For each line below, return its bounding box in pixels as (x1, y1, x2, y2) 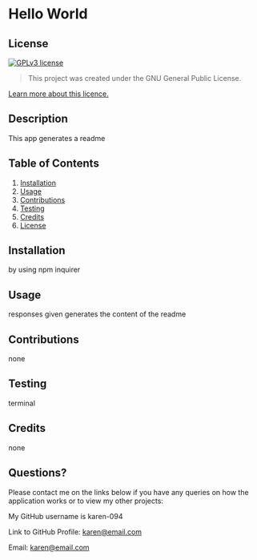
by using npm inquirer (8, 265, 81, 275)
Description (8, 112, 68, 126)
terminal (8, 398, 36, 408)
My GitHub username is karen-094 (8, 511, 123, 521)
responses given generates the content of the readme (8, 309, 187, 319)
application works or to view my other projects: (8, 496, 164, 506)
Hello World (8, 5, 88, 23)
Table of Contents (8, 157, 100, 171)
